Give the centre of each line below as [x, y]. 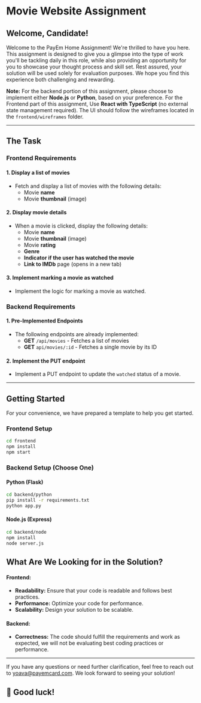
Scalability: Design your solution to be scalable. [74, 610]
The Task [24, 141]
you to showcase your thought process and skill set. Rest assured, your [94, 67]
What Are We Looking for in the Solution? [85, 562]
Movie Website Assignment [76, 11]
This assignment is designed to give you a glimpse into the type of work [95, 54]
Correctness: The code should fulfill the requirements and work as [98, 637]
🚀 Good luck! [31, 692]
